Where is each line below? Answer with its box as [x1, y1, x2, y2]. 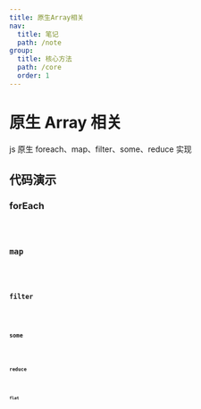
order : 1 [17, 71, 50, 80]
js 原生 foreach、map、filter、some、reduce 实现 [9, 144, 192, 154]
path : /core [17, 63, 63, 72]
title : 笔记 [17, 29, 60, 38]
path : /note [17, 38, 63, 47]
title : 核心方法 [17, 54, 73, 63]
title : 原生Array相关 [9, 13, 85, 22]
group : [9, 46, 34, 55]
